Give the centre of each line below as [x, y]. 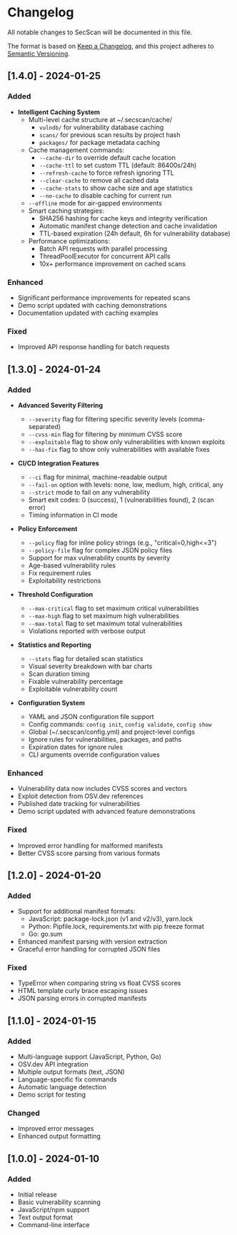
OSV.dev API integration [53, 1064]
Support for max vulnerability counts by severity [99, 558]
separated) [45, 426]
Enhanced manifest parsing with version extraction [92, 942]
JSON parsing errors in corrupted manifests [82, 998]
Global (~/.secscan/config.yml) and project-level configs [111, 732]
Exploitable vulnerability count [73, 689]
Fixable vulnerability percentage [76, 681]
